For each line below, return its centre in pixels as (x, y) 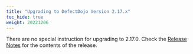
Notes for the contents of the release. (52, 45)
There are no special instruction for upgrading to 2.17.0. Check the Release (97, 39)
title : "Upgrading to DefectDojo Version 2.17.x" (68, 11)
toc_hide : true (25, 17)
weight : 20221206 (27, 22)
